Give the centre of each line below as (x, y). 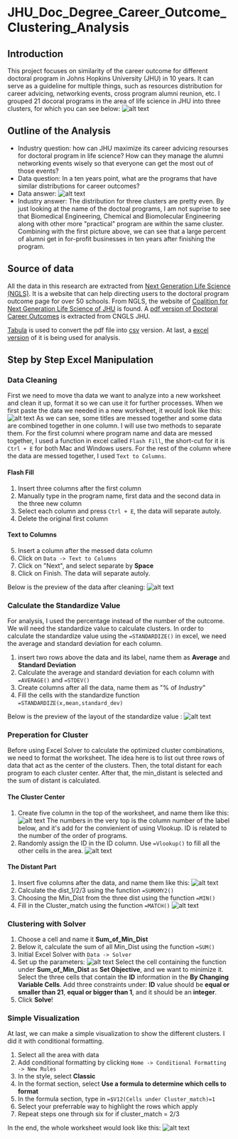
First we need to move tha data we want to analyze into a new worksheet (114, 396)
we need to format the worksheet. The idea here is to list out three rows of (116, 758)
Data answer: (37, 194)
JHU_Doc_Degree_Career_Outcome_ (117, 12)
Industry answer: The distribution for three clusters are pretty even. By (121, 201)
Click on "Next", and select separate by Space (86, 566)
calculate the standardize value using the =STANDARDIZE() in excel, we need (117, 636)
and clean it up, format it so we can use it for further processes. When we (115, 403)
